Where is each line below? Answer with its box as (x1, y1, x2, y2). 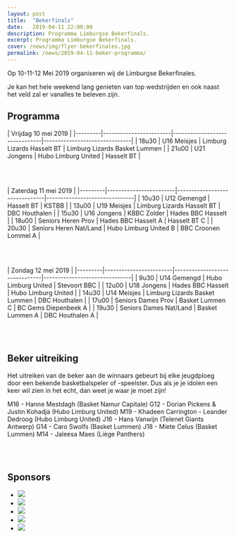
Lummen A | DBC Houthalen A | (7, 311, 99, 319)
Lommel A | (7, 231, 41, 239)
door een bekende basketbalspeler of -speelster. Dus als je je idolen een (7, 378, 218, 387)
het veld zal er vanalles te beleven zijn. (7, 89, 120, 99)
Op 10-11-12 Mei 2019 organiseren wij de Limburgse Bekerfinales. (7, 68, 197, 77)
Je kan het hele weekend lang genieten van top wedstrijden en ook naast (7, 82, 220, 91)
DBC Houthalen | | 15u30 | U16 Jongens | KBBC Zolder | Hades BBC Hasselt (7, 208, 227, 217)
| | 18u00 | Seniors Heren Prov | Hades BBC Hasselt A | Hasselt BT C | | (7, 216, 213, 225)
